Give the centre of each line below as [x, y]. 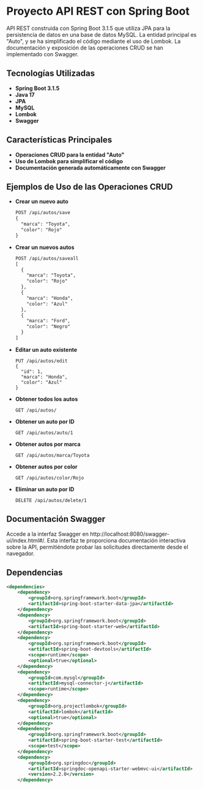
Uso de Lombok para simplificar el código [69, 161]
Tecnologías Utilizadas [51, 74]
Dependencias [35, 573]
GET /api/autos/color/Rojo [50, 478]
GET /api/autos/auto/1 [44, 432]
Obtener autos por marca [48, 444]
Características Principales [59, 140]
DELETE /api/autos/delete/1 [51, 500]
